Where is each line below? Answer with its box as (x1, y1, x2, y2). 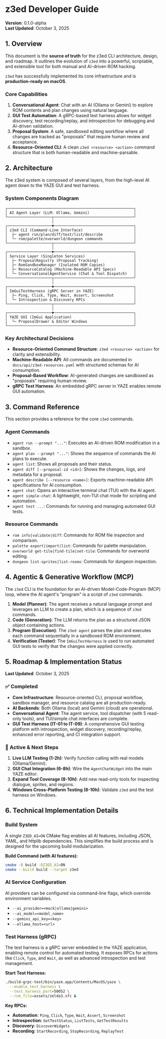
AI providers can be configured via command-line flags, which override (5, 890, 151, 896)
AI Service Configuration (5, 879, 66, 885)
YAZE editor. (12, 771, 38, 777)
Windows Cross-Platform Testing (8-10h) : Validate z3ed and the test (12, 787, 154, 793)
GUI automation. (12, 389, 46, 395)
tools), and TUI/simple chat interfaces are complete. (22, 716, 129, 721)
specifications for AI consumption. (12, 482, 83, 488)
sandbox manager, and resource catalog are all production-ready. (12, 700, 147, 706)
